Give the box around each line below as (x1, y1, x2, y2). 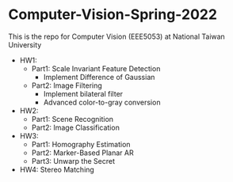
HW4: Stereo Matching (19, 165, 95, 174)
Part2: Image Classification (31, 123, 120, 132)
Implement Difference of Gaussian (43, 72, 155, 82)
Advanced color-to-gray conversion (43, 97, 161, 107)
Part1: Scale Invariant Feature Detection (31, 63, 161, 73)
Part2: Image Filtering (31, 81, 103, 90)
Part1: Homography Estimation (31, 139, 131, 149)
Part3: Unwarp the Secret (31, 156, 115, 165)
